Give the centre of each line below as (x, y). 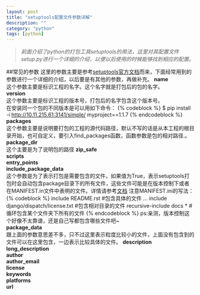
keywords (19, 274)
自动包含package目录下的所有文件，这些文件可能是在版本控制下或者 (106, 183)
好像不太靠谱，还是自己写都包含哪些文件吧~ (65, 221)
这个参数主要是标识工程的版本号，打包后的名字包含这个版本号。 (84, 101)
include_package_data (35, 169)
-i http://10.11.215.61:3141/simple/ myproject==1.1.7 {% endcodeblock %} (95, 115)
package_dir (22, 142)
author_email (23, 262)
